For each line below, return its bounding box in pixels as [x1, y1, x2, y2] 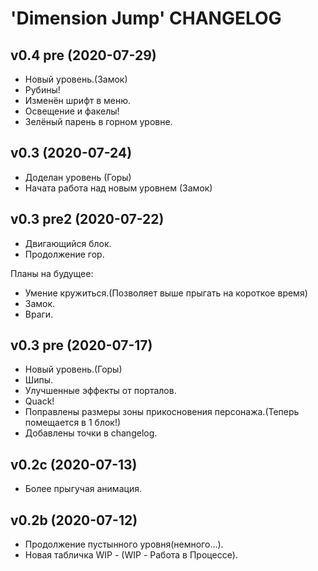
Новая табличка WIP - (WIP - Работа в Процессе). [24, 549, 238, 561]
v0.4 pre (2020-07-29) [10, 47, 157, 64]
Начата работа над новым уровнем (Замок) [24, 182, 213, 194]
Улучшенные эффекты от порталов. [24, 385, 177, 397]
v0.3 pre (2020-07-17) [10, 337, 153, 354]
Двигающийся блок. [24, 237, 112, 249]
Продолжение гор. [24, 248, 105, 260]
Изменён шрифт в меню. [24, 95, 132, 106]
